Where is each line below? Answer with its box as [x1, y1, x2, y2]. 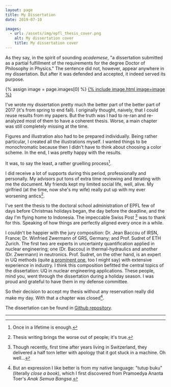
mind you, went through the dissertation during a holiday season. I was [5, 273, 154, 279]
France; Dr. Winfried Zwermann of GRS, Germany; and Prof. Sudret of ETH [5, 235, 161, 241]
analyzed [5, 118, 24, 124]
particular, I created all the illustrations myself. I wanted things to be [5, 139, 147, 145]
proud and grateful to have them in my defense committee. [5, 278, 129, 284]
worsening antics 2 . [5, 192, 45, 199]
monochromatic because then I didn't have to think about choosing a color [5, 144, 162, 150]
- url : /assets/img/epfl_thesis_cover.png [10, 31, 101, 36]
